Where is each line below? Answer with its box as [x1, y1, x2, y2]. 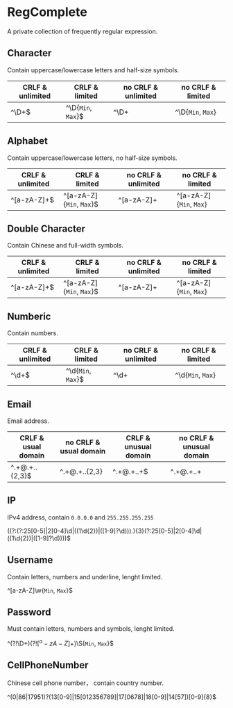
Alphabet [7, 135, 49, 147]
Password [7, 606, 51, 618]
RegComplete [7, 4, 88, 20]
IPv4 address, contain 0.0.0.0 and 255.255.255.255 [7, 513, 154, 522]
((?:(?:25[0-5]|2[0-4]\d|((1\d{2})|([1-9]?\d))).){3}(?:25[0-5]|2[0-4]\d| [7, 526, 202, 535]
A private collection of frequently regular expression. [7, 27, 158, 35]
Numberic [7, 310, 51, 322]
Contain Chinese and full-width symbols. [7, 241, 123, 250]
